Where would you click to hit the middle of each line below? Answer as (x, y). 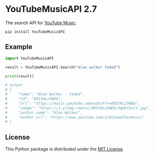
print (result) (20, 76)
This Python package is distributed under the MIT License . (65, 149)
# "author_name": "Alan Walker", (44, 113)
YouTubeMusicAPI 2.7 (51, 9)
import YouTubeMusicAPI (30, 58)
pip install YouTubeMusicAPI (35, 32)
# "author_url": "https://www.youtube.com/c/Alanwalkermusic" (75, 117)
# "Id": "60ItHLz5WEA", (34, 99)
